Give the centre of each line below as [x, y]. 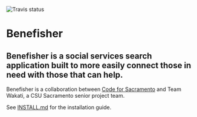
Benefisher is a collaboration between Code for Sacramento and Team [94, 89]
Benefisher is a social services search [79, 56]
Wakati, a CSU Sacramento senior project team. [66, 96]
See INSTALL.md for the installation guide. [59, 107]
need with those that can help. [65, 74]
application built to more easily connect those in [99, 65]
